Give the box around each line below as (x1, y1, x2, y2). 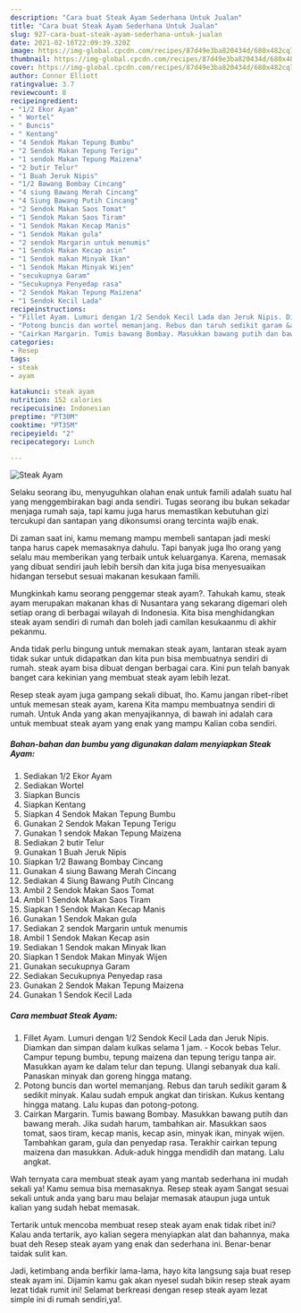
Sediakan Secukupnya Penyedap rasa (22, 971, 163, 982)
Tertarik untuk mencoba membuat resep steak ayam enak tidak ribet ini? (10, 1220, 276, 1231)
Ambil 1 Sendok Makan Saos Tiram (22, 895, 151, 905)
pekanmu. (10, 626, 47, 637)
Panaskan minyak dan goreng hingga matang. (22, 1071, 192, 1082)
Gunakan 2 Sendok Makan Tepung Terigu (22, 819, 177, 829)
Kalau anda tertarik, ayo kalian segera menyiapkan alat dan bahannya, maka (10, 1229, 290, 1240)
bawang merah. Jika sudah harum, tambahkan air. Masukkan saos (22, 1119, 267, 1129)
